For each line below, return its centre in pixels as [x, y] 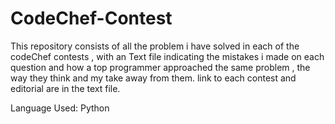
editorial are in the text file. [65, 88]
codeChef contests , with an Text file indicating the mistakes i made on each [167, 56]
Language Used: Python [60, 108]
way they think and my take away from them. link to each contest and [153, 78]
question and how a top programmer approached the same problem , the [160, 67]
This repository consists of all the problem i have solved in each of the [155, 46]
